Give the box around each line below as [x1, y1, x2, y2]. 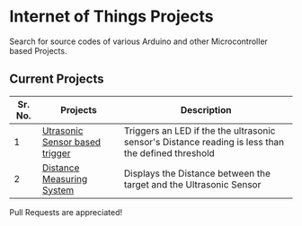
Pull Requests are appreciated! [9, 206, 123, 217]
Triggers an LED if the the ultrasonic [123, 124, 276, 136]
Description [180, 103, 232, 116]
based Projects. [9, 45, 67, 56]
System [41, 184, 75, 196]
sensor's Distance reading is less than [123, 135, 285, 148]
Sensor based [41, 135, 102, 148]
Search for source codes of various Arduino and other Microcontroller [9, 36, 268, 47]
